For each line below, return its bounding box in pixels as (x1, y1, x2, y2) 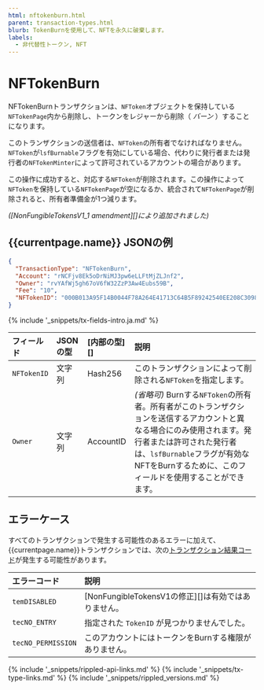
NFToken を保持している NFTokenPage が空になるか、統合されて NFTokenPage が (8, 184, 247, 194)
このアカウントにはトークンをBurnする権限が (83, 632, 251, 643)
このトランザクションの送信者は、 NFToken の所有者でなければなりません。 (8, 138, 246, 148)
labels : (8, 33, 34, 42)
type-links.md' (8, 673, 56, 682)
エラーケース (8, 513, 70, 526)
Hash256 (87, 368, 123, 378)
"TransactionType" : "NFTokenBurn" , (15, 264, 132, 272)
